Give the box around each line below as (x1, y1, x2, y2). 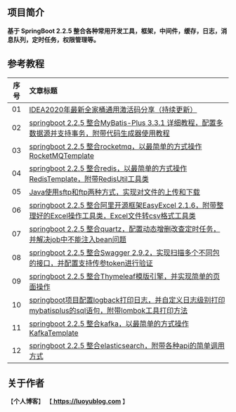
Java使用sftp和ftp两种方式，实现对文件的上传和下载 (29, 187, 200, 197)
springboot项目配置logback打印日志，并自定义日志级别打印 (29, 295, 225, 305)
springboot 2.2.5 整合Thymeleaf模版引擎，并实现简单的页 (29, 271, 220, 281)
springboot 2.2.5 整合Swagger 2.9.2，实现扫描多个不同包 (29, 248, 220, 258)
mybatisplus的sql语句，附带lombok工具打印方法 (29, 305, 188, 315)
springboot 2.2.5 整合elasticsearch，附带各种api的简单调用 (29, 340, 225, 350)
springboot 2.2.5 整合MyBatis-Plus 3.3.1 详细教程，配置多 (29, 118, 223, 128)
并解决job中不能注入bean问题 (29, 234, 126, 244)
